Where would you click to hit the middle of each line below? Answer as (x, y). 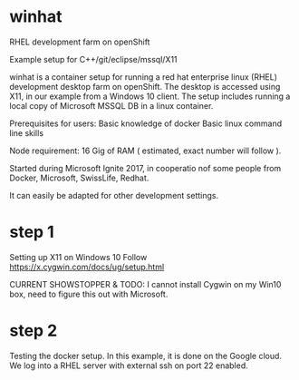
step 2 (34, 331)
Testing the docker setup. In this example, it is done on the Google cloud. (146, 356)
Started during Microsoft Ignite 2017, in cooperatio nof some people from (145, 168)
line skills (26, 132)
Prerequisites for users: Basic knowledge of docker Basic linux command (146, 123)
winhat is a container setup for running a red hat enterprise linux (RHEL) (144, 77)
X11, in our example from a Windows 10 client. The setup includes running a (150, 96)
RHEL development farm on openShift (80, 42)
